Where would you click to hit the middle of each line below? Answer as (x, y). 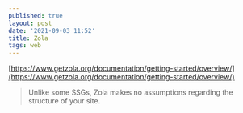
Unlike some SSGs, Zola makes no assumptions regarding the (130, 92)
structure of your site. (64, 101)
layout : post (30, 23)
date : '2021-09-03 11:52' (52, 30)
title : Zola (28, 38)
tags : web (25, 46)
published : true (36, 16)
